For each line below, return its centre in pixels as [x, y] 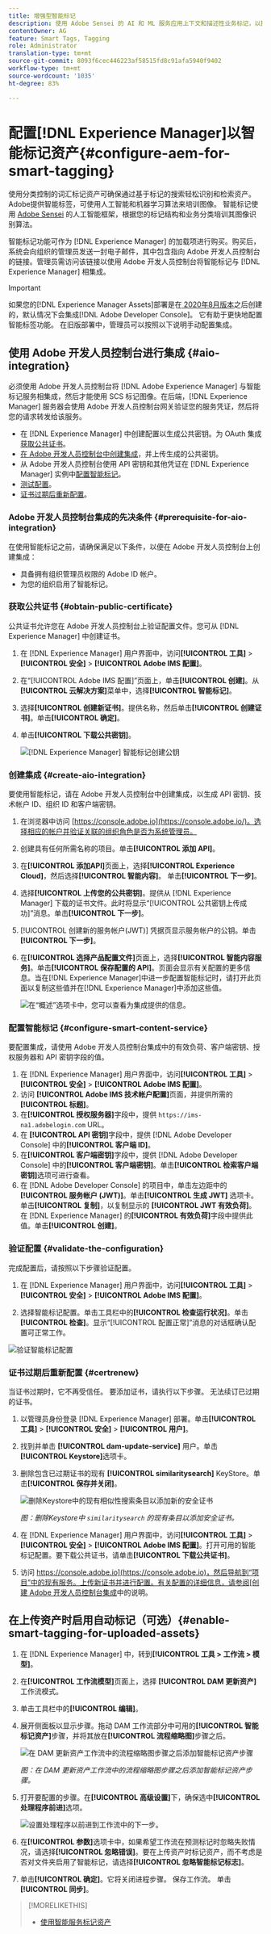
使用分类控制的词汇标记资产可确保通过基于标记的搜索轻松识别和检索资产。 [132, 194]
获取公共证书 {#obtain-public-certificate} [91, 606]
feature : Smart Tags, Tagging [59, 38]
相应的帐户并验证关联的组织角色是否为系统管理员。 [112, 832]
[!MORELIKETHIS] [58, 1905]
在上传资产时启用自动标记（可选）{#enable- [119, 1620]
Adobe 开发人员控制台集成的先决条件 [81, 518]
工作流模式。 [41, 1691]
